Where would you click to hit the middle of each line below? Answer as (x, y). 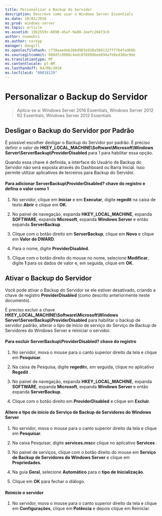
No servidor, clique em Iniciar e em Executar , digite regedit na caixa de (84, 199)
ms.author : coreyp (24, 41)
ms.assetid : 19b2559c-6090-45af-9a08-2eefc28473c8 (57, 32)
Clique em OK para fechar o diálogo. (49, 482)
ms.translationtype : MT (29, 59)
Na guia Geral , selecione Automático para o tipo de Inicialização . (78, 472)
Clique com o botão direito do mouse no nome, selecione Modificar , (81, 258)
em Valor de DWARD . (33, 239)
